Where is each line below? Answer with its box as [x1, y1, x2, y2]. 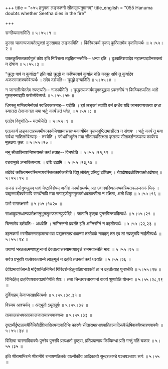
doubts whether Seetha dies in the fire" [5, 11, 86, 16]
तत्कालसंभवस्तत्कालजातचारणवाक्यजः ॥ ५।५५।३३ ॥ [5, 312, 92, 318]
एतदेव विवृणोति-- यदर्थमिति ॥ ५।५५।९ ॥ [5, 118, 73, 124]
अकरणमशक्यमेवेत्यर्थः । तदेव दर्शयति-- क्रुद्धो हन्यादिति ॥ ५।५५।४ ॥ [5, 77, 116, 83]
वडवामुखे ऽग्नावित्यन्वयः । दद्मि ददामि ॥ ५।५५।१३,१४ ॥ [5, 159, 97, 165]
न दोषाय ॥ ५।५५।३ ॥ [5, 61, 44, 67]
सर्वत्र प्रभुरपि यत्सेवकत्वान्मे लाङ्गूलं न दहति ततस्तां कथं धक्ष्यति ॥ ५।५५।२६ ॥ [5, 256, 131, 262]
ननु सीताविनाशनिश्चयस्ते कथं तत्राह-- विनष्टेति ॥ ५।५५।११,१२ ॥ [5, 149, 113, 155]
